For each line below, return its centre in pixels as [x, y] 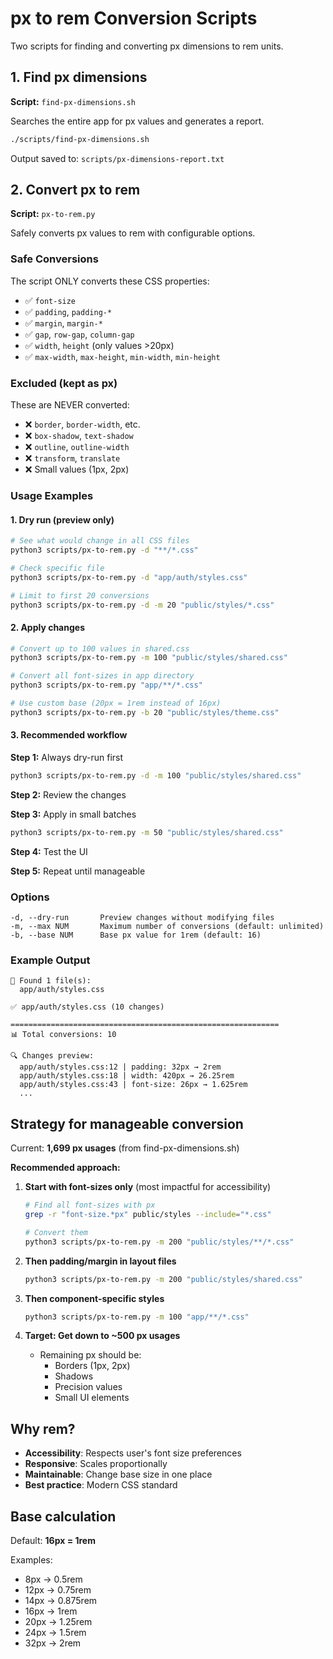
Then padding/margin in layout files [100, 1261]
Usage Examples [52, 495]
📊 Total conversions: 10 [63, 1035]
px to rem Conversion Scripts [134, 18]
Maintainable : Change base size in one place [118, 1474]
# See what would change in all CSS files [100, 541]
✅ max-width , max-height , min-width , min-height [122, 356]
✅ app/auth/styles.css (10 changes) [87, 1007]
